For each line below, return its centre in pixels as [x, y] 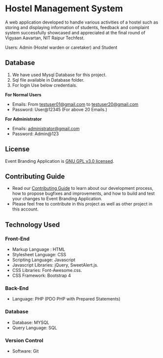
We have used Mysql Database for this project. [59, 75]
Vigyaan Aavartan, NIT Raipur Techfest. [45, 38]
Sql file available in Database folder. [48, 80]
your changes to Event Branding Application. [57, 199]
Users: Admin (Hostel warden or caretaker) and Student [61, 47]
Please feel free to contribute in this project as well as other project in [82, 204]
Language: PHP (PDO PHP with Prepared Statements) [66, 299]
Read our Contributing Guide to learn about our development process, [83, 188]
